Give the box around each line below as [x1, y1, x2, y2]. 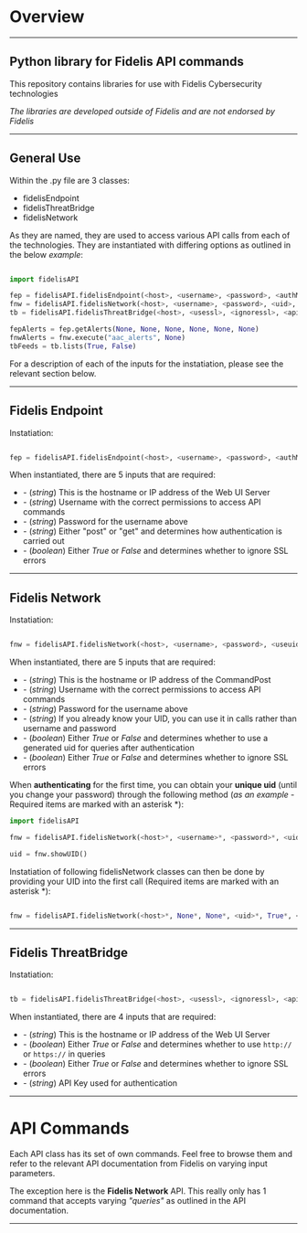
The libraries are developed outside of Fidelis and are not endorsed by [9, 105, 276, 116]
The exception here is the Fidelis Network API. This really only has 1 [9, 1185, 267, 1196]
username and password [22, 723, 117, 734]
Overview [9, 6, 85, 27]
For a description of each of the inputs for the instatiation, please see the [9, 358, 284, 369]
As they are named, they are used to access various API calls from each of [9, 229, 291, 240]
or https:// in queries [22, 1048, 106, 1059]
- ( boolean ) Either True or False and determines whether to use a [22, 733, 268, 744]
